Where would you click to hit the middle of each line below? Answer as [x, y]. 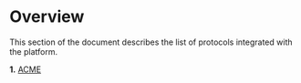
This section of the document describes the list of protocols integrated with [151, 42]
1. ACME [26, 69]
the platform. [33, 51]
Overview [47, 17]
